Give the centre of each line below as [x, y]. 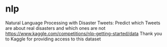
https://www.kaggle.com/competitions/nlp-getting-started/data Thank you [84, 33]
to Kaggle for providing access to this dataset [53, 39]
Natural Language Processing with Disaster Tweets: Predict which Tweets [83, 23]
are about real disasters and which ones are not [55, 28]
